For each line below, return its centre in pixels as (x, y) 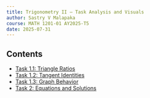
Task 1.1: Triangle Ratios (45, 69)
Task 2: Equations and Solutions (56, 88)
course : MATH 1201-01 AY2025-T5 (48, 23)
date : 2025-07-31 (29, 29)
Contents (25, 54)
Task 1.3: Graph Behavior (47, 82)
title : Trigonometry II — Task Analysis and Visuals (75, 12)
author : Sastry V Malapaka (41, 18)
